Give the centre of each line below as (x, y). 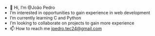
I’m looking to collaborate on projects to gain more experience (72, 23)
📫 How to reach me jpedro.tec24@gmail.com (56, 28)
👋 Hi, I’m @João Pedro (32, 8)
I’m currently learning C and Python (45, 18)
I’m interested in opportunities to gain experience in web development (80, 13)
